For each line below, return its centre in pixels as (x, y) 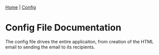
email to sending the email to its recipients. (50, 47)
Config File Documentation (63, 28)
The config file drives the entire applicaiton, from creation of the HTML (79, 41)
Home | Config (21, 7)
